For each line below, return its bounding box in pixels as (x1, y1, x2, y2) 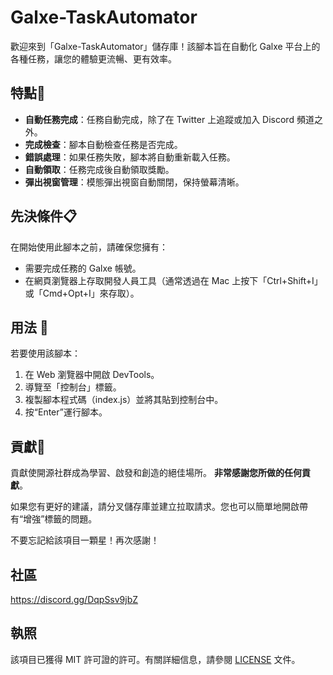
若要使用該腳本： (10, 347, 81, 360)
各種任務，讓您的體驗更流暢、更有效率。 (10, 52, 177, 65)
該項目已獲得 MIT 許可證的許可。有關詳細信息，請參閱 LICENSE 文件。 (10, 653, 301, 665)
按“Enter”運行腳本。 (24, 406, 108, 418)
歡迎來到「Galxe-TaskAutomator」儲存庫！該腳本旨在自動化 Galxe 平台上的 (10, 40, 321, 52)
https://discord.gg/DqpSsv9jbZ (10, 594, 139, 605)
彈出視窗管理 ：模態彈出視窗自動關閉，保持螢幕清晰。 (24, 176, 245, 188)
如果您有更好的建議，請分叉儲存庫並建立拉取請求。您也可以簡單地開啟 (10, 501, 300, 513)
